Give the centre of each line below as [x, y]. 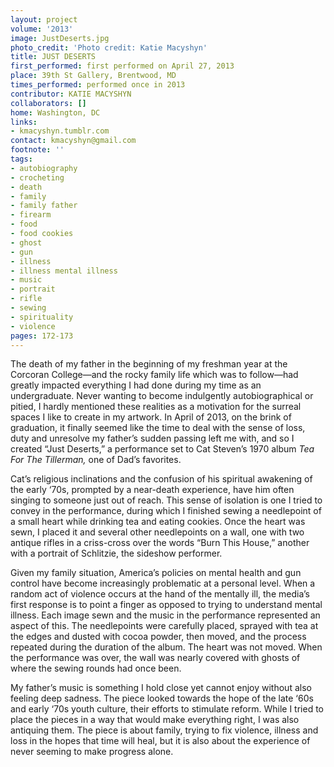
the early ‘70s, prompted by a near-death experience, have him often [152, 490]
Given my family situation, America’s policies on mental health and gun [156, 573]
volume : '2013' [42, 29]
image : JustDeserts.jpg [60, 38]
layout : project [44, 19]
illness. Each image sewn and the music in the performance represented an [165, 615]
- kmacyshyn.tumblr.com [60, 131]
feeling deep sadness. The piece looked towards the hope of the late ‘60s [162, 698]
